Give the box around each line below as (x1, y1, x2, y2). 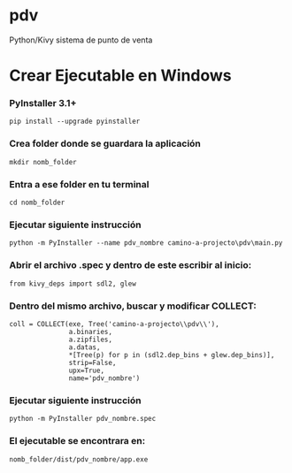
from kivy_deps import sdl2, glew (9, 279, 137, 288)
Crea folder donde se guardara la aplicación (9, 138, 202, 150)
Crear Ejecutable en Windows (9, 65, 232, 86)
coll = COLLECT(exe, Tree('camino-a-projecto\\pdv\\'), (9, 319, 219, 328)
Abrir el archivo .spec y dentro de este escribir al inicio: (9, 259, 252, 271)
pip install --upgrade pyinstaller (9, 117, 141, 126)
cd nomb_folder (9, 198, 65, 208)
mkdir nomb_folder (9, 157, 77, 166)
